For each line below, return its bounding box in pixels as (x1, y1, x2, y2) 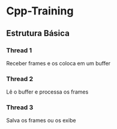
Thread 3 (6, 103, 34, 112)
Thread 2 (6, 74, 34, 83)
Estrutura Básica (6, 28, 70, 38)
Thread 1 (6, 46, 32, 55)
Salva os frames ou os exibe (6, 117, 76, 124)
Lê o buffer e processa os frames (6, 88, 89, 95)
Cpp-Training (6, 4, 74, 18)
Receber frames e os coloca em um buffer (6, 59, 111, 67)
